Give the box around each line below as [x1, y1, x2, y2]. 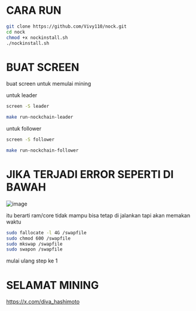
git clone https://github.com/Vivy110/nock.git [6, 23, 127, 29]
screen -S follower [6, 137, 55, 143]
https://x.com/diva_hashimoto [6, 298, 80, 306]
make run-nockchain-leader [6, 114, 73, 120]
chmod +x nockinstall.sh [6, 34, 68, 41]
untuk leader [6, 92, 38, 99]
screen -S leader [6, 103, 50, 110]
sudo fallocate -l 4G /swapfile [6, 230, 87, 235]
